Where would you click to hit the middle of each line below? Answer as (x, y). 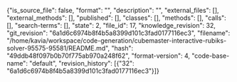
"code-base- (210, 56)
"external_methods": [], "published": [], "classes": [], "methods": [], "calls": (117, 18)
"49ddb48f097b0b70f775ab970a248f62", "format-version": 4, (98, 56)
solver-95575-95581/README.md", (58, 48)
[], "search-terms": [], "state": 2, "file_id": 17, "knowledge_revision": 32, (111, 25)
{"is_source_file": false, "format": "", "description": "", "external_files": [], (113, 10)
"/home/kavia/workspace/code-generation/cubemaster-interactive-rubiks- (117, 41)
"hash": (122, 48)
